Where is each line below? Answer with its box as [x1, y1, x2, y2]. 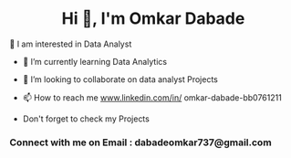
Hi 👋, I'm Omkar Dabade [61, 8, 245, 29]
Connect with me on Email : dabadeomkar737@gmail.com [9, 136, 272, 149]
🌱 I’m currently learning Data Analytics [22, 56, 167, 67]
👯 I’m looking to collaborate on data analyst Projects [22, 73, 219, 85]
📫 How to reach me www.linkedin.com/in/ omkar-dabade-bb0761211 [22, 91, 283, 103]
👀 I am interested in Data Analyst [9, 38, 132, 49]
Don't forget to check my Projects [22, 113, 151, 124]
